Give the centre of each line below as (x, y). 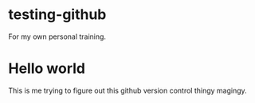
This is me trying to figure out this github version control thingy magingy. (127, 90)
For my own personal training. (57, 36)
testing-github (57, 15)
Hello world (47, 69)
